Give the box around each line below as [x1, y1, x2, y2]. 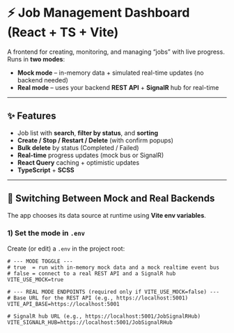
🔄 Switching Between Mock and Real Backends [7, 193, 215, 205]
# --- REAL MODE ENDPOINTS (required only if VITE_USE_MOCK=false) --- [7, 288, 219, 295]
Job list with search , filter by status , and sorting [17, 128, 159, 137]
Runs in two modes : [7, 54, 65, 63]
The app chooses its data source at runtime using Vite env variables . [7, 211, 207, 219]
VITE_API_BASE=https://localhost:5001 [7, 300, 120, 307]
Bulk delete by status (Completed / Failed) [17, 143, 139, 151]
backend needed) [17, 75, 68, 84]
